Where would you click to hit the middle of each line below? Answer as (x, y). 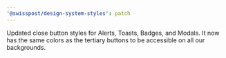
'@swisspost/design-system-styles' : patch (68, 13)
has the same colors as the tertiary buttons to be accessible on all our (106, 40)
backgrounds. (26, 47)
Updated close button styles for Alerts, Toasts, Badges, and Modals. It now (113, 33)
